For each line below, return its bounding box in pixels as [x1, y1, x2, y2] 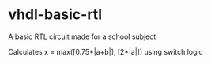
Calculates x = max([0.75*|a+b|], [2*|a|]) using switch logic [8, 47, 203, 56]
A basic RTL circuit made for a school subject [8, 32, 156, 41]
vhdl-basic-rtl [8, 6, 103, 24]
